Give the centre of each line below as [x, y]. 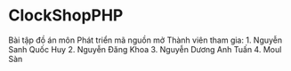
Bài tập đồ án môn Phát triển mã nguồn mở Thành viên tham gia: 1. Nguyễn [145, 40]
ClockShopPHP [66, 16]
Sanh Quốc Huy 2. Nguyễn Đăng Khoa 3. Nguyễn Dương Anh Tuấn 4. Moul [145, 49]
